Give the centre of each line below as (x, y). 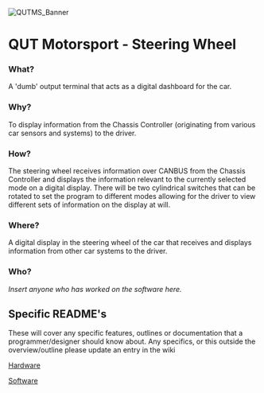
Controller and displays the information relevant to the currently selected (127, 180)
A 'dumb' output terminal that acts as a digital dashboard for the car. (120, 87)
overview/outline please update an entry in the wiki (92, 350)
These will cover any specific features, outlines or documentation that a (126, 333)
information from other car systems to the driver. (88, 251)
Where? (24, 225)
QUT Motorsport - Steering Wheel (122, 45)
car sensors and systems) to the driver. (72, 133)
